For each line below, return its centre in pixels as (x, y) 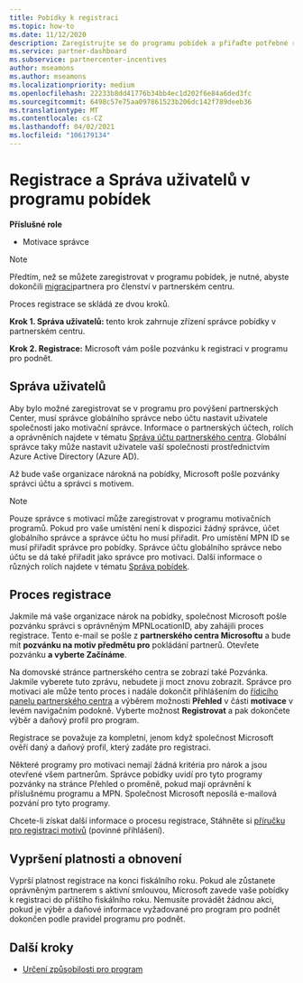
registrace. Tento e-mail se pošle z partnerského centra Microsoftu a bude (150, 636)
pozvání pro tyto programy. (60, 803)
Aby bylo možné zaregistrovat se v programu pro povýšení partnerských (144, 408)
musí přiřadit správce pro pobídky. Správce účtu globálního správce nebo (146, 547)
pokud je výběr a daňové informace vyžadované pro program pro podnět (145, 910)
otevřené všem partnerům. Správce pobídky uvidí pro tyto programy (136, 774)
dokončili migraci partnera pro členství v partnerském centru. (122, 286)
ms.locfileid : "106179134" (60, 136)
